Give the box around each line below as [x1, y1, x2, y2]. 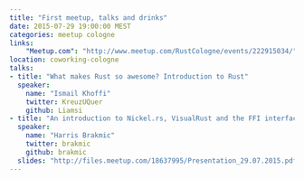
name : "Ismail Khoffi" [25, 89, 111, 98]
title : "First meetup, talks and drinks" [9, 13, 168, 23]
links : [9, 38, 34, 48]
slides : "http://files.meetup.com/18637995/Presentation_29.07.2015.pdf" [17, 155, 301, 165]
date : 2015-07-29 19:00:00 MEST [9, 22, 131, 31]
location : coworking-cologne [9, 55, 119, 64]
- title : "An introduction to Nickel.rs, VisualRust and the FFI [9, 114, 261, 123]
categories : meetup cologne [9, 30, 116, 39]
